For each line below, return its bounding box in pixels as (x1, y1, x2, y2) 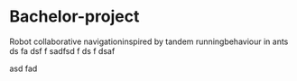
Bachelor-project (9, 6, 140, 27)
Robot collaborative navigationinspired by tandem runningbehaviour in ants (9, 36, 289, 47)
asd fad (9, 63, 38, 74)
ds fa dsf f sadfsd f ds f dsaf (9, 45, 116, 56)
